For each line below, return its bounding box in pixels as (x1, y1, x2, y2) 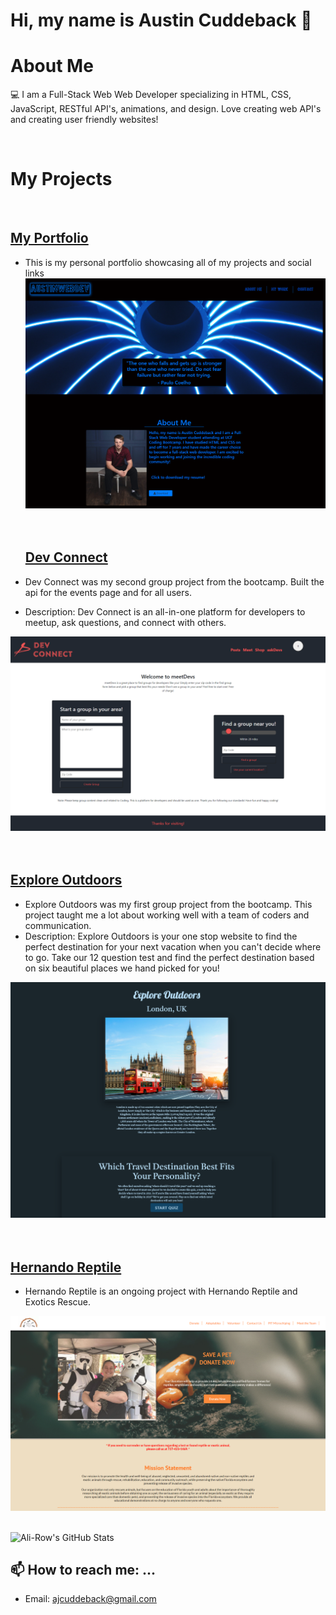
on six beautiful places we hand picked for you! (24, 962, 220, 974)
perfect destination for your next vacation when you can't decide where (24, 940, 322, 953)
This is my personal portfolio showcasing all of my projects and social (24, 256, 312, 268)
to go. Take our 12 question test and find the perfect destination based (24, 951, 315, 963)
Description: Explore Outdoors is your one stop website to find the (24, 930, 298, 942)
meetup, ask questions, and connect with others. (24, 616, 227, 628)
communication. (24, 919, 92, 931)
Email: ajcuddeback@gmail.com (24, 1593, 157, 1605)
